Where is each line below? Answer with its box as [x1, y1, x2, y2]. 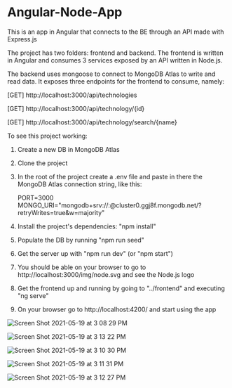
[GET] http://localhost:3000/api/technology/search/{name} [7, 117, 177, 127]
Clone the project [17, 159, 68, 167]
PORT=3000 [17, 193, 54, 202]
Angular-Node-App [7, 4, 123, 20]
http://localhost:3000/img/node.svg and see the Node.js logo [17, 270, 195, 278]
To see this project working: [7, 131, 88, 140]
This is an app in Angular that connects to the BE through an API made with [7, 27, 224, 36]
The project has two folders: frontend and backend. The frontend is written [7, 48, 224, 57]
